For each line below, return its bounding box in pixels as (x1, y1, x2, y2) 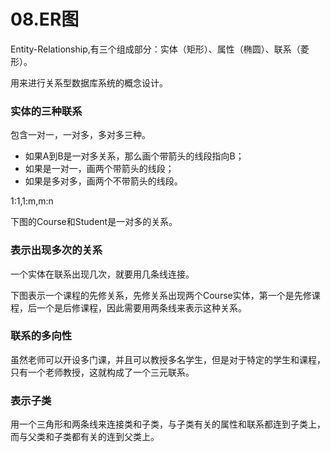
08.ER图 (10, 8, 80, 31)
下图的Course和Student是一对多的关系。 (10, 216, 178, 228)
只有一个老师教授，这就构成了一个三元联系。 (10, 366, 195, 378)
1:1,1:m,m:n (10, 195, 54, 207)
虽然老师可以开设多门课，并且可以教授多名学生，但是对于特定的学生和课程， (10, 353, 326, 365)
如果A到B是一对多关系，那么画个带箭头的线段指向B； (24, 150, 245, 162)
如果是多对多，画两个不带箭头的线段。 (24, 175, 183, 187)
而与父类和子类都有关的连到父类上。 (10, 431, 160, 443)
